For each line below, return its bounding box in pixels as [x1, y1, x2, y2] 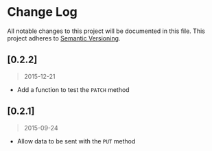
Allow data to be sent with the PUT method [16, 137, 136, 145]
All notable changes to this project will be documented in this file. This [7, 27, 206, 35]
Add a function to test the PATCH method [16, 85, 130, 93]
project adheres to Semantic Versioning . [7, 34, 121, 42]
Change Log [7, 4, 78, 20]
